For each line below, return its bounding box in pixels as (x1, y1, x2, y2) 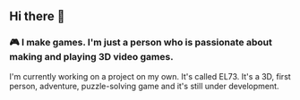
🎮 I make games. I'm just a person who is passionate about (9, 37, 273, 49)
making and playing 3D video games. (9, 51, 174, 63)
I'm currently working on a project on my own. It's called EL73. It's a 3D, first (9, 71, 291, 81)
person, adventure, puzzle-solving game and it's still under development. (9, 80, 279, 91)
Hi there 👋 (9, 9, 65, 24)
